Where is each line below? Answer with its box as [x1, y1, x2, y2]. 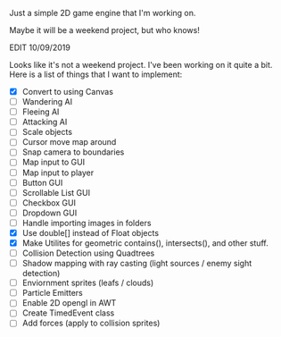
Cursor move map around [21, 137, 117, 147]
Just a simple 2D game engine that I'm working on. [9, 8, 196, 18]
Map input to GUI [21, 156, 86, 168]
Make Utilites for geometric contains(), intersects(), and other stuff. [21, 237, 269, 249]
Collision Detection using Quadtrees [21, 248, 155, 258]
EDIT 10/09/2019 [9, 42, 71, 53]
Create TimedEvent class [21, 308, 115, 318]
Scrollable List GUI [21, 187, 91, 198]
